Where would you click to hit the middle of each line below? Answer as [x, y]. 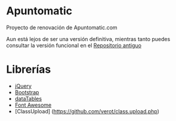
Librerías [29, 69]
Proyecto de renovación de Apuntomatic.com [62, 27]
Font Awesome [33, 105]
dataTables [28, 98]
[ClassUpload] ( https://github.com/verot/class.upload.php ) [87, 111]
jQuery [23, 86]
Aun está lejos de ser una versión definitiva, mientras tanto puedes [88, 39]
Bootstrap [27, 92]
